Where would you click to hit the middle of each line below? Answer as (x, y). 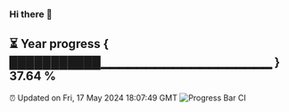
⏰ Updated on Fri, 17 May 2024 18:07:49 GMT (94, 98)
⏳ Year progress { (59, 44)
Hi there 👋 (31, 14)
